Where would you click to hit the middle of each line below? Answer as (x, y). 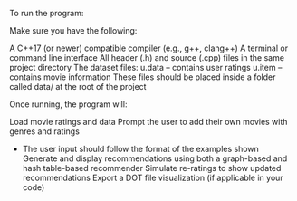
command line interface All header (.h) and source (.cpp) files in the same (147, 57)
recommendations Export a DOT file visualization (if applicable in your (153, 177)
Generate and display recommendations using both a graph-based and (155, 158)
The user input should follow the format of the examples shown (141, 149)
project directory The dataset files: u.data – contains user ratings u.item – (146, 67)
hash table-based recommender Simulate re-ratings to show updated (152, 168)
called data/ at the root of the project (78, 86)
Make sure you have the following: (73, 30)
